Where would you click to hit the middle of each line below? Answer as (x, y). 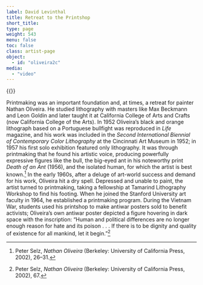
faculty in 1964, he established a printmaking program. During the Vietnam (99, 200)
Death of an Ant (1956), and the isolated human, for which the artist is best (99, 167)
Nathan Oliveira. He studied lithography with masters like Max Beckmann (97, 109)
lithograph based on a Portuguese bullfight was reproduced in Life (89, 128)
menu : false (21, 40)
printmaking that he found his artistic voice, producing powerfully (88, 154)
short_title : (23, 23)
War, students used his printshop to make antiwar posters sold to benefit (97, 206)
